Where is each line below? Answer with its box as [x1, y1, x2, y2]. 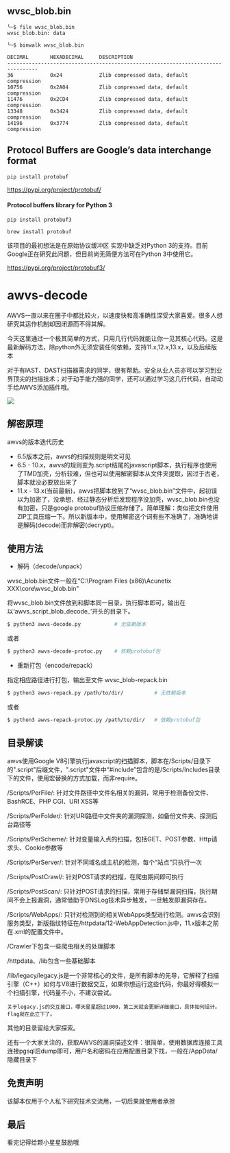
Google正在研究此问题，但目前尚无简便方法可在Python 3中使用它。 [7, 250, 197, 258]
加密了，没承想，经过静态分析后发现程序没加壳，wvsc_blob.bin [29, 495, 208, 503]
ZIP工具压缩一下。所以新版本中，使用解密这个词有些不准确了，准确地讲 [16, 512, 219, 520]
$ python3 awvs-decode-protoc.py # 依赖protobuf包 [7, 648, 161, 655]
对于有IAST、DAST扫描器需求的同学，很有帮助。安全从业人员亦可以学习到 [7, 366, 217, 374]
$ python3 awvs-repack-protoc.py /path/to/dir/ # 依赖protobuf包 [7, 717, 201, 723]
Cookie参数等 [25, 843, 64, 852]
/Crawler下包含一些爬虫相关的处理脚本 [7, 942, 116, 950]
